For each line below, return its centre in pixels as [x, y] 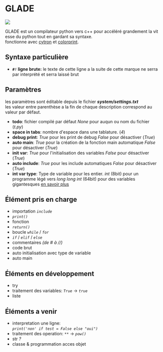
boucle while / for [30, 232]
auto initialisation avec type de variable [52, 253]
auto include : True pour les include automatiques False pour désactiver [84, 163]
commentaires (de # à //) [37, 243]
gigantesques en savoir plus [41, 184]
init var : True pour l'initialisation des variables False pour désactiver [81, 153]
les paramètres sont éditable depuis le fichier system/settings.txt [72, 102]
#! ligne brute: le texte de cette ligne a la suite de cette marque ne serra [85, 69]
